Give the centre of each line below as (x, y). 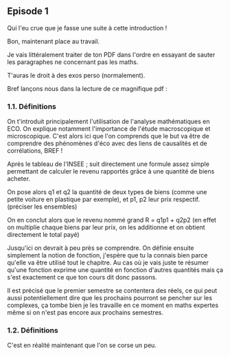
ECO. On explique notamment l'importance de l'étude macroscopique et (109, 129)
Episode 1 (28, 11)
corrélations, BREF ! (35, 151)
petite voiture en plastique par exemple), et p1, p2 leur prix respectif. (104, 200)
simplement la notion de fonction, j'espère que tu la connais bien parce (107, 255)
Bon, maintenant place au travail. (54, 41)
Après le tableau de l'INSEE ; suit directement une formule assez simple (108, 164)
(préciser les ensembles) (42, 207)
